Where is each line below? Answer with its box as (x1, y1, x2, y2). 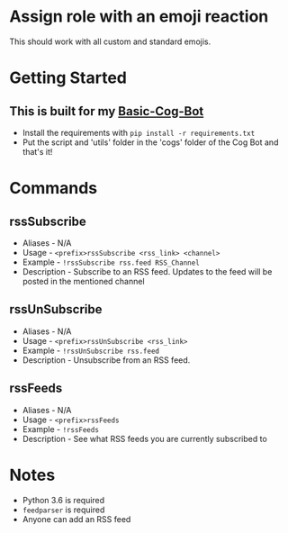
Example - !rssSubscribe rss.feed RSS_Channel (22, 257, 200, 267)
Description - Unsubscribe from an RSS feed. (22, 354, 191, 366)
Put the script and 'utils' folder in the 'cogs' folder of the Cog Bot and (22, 137, 279, 148)
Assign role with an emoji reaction (9, 6, 269, 27)
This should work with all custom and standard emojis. (9, 36, 211, 47)
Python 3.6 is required (22, 494, 105, 505)
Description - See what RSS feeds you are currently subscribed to (22, 433, 267, 444)
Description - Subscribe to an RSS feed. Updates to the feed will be (22, 266, 273, 276)
